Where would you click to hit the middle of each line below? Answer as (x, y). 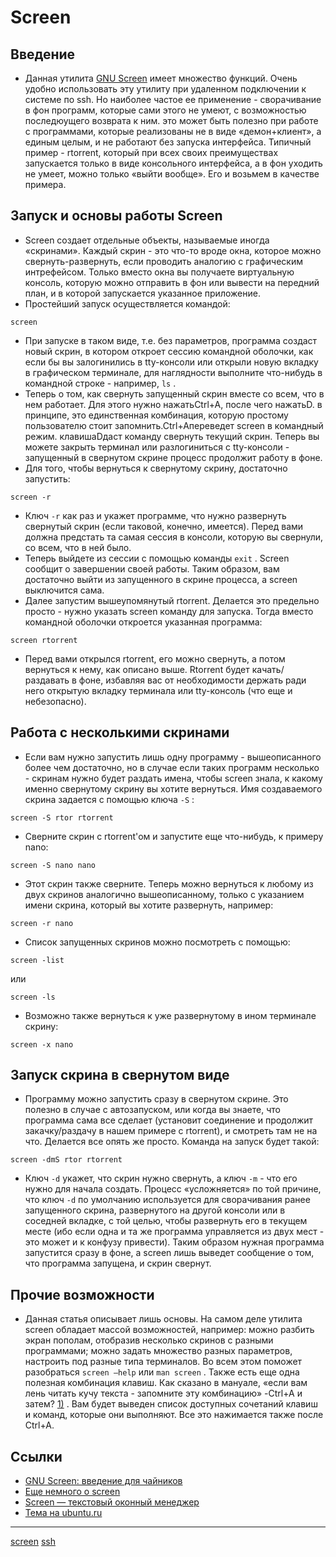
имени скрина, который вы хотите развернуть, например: (149, 905)
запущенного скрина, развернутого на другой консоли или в (155, 1210)
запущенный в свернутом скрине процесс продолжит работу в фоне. (173, 457)
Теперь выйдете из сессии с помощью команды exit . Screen (157, 558)
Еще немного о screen (72, 1492)
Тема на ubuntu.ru (63, 1513)
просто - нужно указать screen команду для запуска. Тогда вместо (169, 611)
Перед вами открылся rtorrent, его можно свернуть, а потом (155, 658)
